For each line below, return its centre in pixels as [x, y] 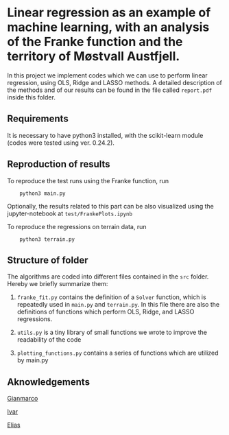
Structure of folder [48, 260]
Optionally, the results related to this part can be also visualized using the [111, 206]
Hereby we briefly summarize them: [58, 284]
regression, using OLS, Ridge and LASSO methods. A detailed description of [115, 82]
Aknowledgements [49, 382]
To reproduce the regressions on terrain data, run [77, 226]
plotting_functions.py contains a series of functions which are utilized [118, 353]
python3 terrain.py [47, 239]
